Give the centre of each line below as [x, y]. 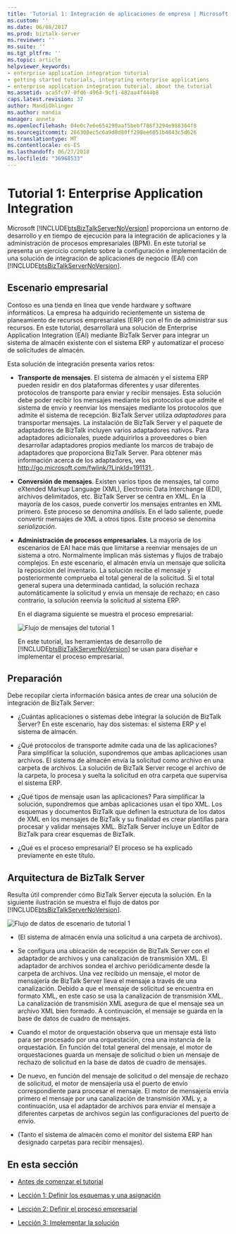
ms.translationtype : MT [42, 139]
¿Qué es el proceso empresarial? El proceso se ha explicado [105, 848]
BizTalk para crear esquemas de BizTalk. [76, 834]
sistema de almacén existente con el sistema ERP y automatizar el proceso [116, 342]
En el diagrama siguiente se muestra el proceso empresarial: [105, 614]
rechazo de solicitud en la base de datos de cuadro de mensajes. [112, 1062]
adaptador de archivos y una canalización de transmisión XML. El [112, 958]
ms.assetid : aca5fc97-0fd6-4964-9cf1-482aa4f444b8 [83, 93]
